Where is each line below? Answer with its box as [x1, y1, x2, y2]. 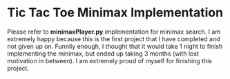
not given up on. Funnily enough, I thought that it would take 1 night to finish [7, 42, 223, 50]
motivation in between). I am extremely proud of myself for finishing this [7, 56, 213, 65]
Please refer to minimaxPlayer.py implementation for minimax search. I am [7, 27, 221, 36]
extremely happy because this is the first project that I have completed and [7, 34, 220, 43]
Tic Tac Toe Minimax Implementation [7, 5, 223, 21]
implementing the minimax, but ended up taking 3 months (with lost [7, 49, 199, 58]
